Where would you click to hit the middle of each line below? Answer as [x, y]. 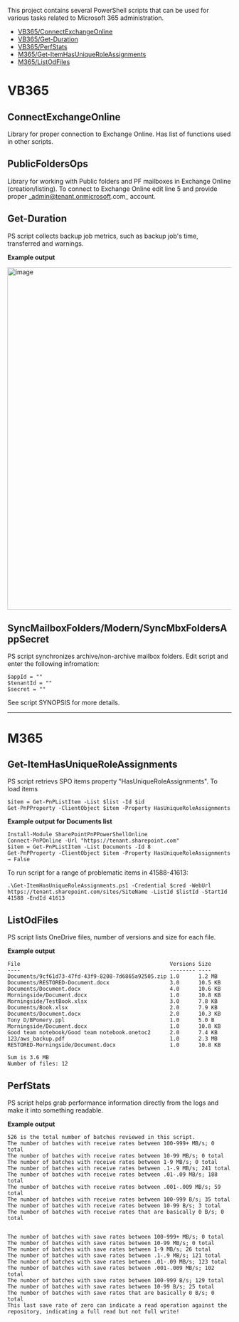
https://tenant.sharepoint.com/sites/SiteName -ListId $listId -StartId [117, 892]
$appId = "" [25, 677]
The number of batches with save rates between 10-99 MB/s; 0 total [111, 1243]
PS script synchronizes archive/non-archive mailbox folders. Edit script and [118, 656]
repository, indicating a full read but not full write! [94, 1312]
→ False [19, 860]
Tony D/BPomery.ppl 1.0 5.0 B [111, 1020]
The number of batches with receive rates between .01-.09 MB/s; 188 [113, 1175]
